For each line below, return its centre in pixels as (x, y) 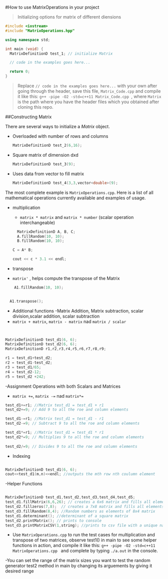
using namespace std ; (28, 40)
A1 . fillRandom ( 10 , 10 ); (39, 287)
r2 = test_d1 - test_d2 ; (29, 363)
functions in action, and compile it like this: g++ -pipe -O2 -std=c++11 (84, 545)
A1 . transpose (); (26, 301)
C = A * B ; (23, 250)
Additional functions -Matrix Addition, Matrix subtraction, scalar (78, 311)
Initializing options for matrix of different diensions (69, 17)
